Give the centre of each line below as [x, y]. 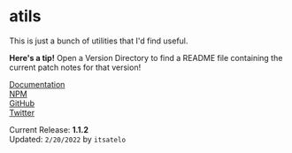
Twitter [22, 112]
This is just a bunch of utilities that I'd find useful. [99, 41]
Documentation [37, 84]
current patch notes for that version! [75, 67]
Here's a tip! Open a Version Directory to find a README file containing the [146, 57]
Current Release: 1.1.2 [49, 129]
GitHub [22, 103]
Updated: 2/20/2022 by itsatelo [68, 139]
